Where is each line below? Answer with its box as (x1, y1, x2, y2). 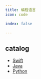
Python (12, 68, 27, 74)
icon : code (5, 12, 28, 17)
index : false (5, 21, 32, 26)
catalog (5, 44, 29, 53)
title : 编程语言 (5, 7, 36, 13)
